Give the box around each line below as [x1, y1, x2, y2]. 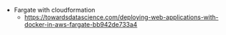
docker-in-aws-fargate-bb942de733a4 [24, 21, 137, 28]
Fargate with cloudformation [13, 6, 96, 14]
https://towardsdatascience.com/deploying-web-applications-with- [24, 13, 219, 21]
